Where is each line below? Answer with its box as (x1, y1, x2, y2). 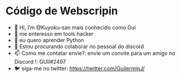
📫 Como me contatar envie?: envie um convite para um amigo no (14, 49, 176, 57)
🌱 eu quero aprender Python (14, 36, 85, 43)
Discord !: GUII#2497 (14, 58, 66, 65)
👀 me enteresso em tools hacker (14, 30, 93, 37)
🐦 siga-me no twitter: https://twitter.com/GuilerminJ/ (14, 64, 145, 72)
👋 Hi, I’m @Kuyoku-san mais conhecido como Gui (14, 24, 136, 31)
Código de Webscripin (5, 4, 118, 18)
